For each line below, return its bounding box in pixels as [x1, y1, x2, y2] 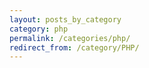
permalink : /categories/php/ [9, 33, 131, 43]
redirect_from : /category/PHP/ [9, 42, 140, 53]
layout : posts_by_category [9, 14, 122, 25]
